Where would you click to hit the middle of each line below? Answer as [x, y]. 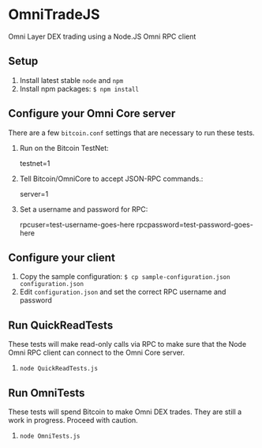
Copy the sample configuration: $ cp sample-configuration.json [125, 277]
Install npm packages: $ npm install [79, 88]
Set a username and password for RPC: [84, 209]
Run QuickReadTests [61, 325]
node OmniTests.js [50, 436]
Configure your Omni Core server [92, 113]
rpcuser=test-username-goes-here [77, 224]
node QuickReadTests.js [59, 369]
